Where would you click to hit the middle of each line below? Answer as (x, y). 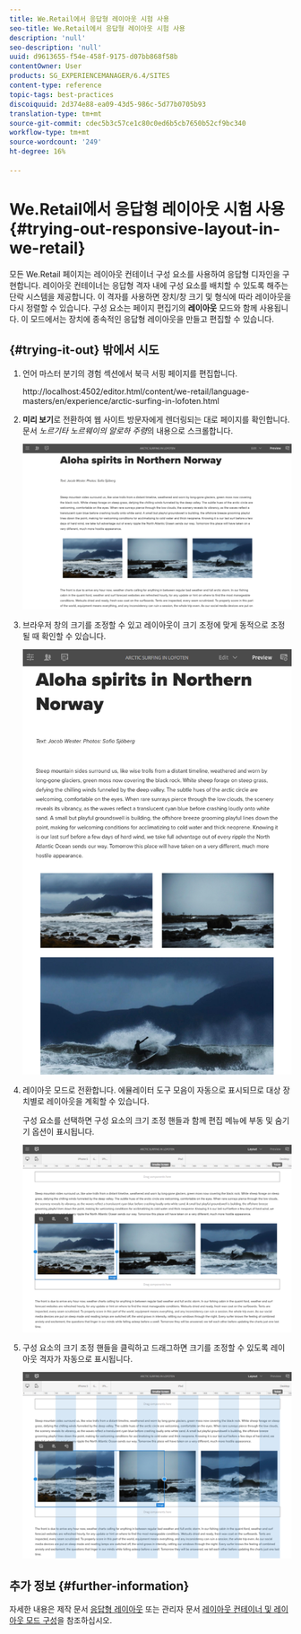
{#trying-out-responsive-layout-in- (145, 228)
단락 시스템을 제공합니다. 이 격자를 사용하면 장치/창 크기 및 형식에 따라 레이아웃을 (150, 296)
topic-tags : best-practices (62, 94)
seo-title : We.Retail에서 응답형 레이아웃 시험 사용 (98, 28)
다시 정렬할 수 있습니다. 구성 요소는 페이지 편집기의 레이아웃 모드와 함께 (133, 307)
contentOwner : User (46, 66)
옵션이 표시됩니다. (63, 1132)
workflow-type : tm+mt (50, 133)
